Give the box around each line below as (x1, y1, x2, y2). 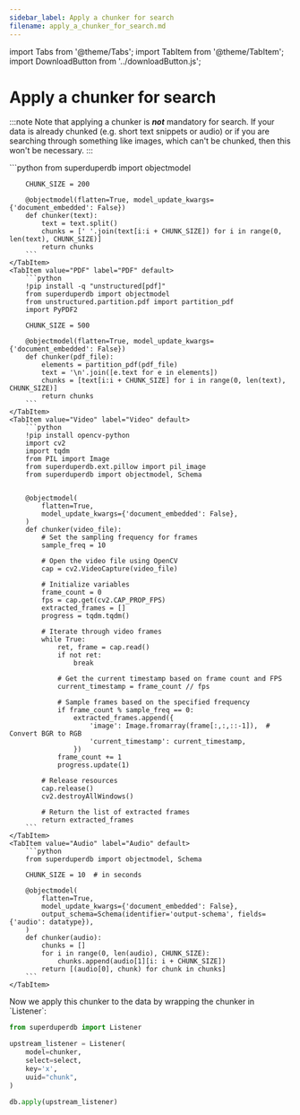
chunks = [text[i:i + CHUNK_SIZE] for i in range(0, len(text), (41, 376, 287, 386)
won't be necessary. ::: (9, 145, 94, 156)
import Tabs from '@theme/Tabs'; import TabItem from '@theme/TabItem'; (9, 46, 285, 57)
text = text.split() (41, 219, 118, 229)
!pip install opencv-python (25, 431, 130, 440)
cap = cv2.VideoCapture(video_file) (41, 564, 178, 574)
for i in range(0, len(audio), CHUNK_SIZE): (41, 949, 210, 958)
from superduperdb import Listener (9, 1024, 142, 1032)
